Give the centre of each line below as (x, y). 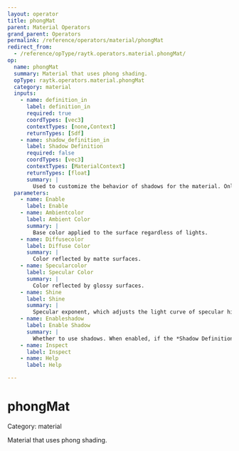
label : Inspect (49, 352)
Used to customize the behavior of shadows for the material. (127, 186)
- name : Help (39, 358)
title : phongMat (31, 21)
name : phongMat (36, 67)
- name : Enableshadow (52, 319)
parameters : (32, 193)
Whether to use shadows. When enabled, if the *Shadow (116, 338)
